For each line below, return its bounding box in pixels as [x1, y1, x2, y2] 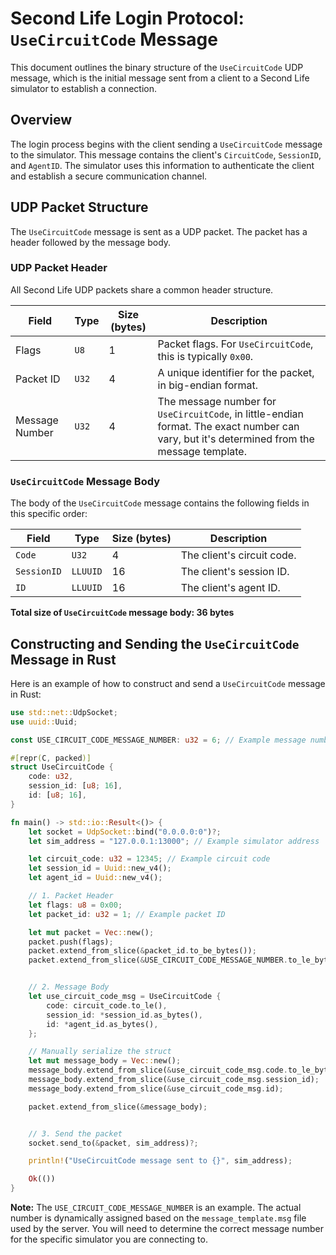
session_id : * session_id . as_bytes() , [46, 1010, 203, 1020]
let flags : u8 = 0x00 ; [28, 900, 123, 910]
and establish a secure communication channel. [10, 170, 208, 182]
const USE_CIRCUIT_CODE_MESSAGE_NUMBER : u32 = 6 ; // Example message [10, 735, 307, 745]
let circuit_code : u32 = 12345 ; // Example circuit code [28, 854, 271, 864]
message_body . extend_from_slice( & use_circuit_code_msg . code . [28, 1065, 288, 1076]
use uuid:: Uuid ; [10, 717, 78, 727]
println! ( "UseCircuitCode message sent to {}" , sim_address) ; [28, 1156, 293, 1166]
